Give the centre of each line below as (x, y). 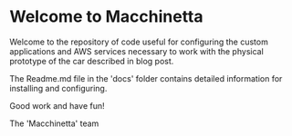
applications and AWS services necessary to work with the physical (137, 51)
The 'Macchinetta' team (54, 123)
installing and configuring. (58, 88)
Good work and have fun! (57, 105)
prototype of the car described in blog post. (92, 61)
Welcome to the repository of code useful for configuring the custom (139, 42)
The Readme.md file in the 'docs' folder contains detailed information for (146, 78)
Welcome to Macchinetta (106, 17)
